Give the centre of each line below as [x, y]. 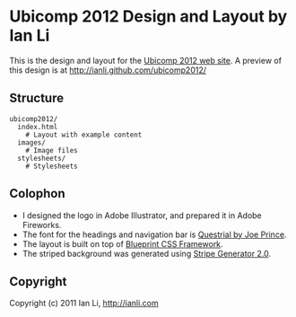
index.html [38, 127]
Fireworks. [42, 225]
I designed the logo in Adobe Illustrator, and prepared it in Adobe [142, 215]
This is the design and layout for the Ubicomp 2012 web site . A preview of [146, 60]
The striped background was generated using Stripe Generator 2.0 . [147, 253]
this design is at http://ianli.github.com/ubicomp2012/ [108, 70]
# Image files [52, 150]
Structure [37, 98]
